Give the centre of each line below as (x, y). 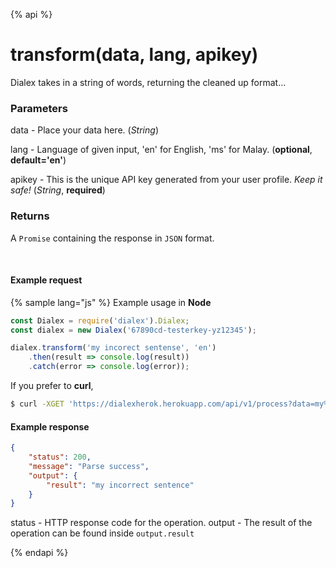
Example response (50, 426)
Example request (46, 280)
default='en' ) (38, 160)
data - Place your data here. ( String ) (84, 130)
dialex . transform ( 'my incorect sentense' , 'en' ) (113, 348)
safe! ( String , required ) (58, 190)
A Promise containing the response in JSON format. (112, 238)
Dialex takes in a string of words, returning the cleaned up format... (148, 82)
